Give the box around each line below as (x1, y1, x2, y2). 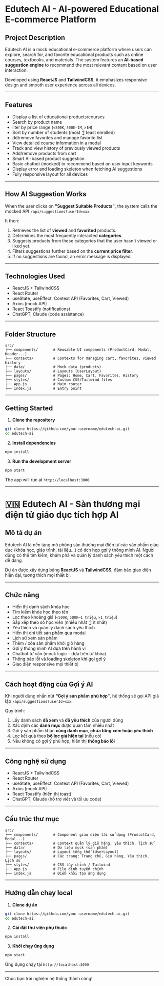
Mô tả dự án (5, 529, 42, 537)
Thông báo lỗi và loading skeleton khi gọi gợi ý (12, 656, 106, 662)
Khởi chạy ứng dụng (12, 943, 55, 949)
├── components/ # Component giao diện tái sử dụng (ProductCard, (5, 832, 156, 837)
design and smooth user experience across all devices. (5, 82, 116, 88)
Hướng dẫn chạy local (5, 889, 72, 897)
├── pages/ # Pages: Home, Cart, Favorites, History (5, 373, 139, 378)
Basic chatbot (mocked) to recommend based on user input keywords (12, 160, 153, 166)
